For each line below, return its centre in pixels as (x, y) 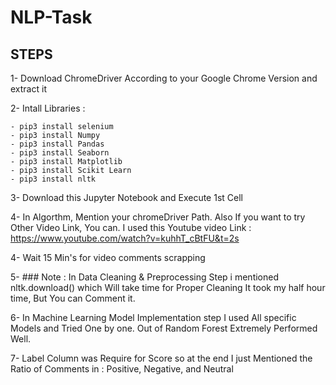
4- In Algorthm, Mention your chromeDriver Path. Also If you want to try (158, 217)
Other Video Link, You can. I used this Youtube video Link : (131, 227)
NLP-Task (51, 17)
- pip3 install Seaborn (60, 153)
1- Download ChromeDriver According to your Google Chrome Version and (164, 78)
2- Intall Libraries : (48, 108)
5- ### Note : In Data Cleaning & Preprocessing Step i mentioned (145, 277)
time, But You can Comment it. (73, 298)
